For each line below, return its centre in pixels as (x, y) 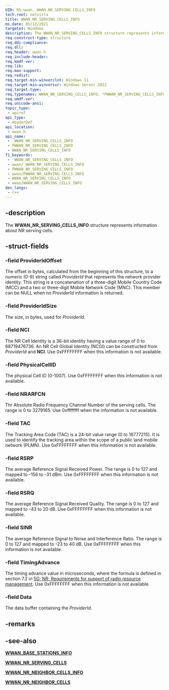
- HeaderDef (20, 122)
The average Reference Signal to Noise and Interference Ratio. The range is (83, 538)
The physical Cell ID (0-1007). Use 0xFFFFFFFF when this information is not (84, 376)
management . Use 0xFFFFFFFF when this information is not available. (77, 584)
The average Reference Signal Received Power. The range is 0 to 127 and (81, 469)
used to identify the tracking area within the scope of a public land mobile (81, 440)
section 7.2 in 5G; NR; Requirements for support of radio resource (73, 578)
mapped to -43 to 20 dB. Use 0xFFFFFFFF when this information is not (78, 509)
